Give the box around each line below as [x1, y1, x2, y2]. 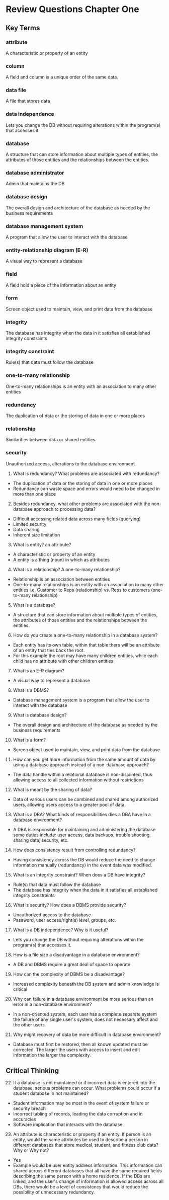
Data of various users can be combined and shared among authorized [13, 796, 158, 802]
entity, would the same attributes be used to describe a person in [13, 1137, 148, 1143]
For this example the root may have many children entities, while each [13, 653, 158, 659]
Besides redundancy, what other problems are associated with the [13, 501, 150, 507]
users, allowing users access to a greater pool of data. [13, 802, 126, 808]
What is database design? [13, 712, 67, 718]
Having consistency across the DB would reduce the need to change [13, 856, 155, 862]
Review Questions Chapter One [6, 4, 140, 15]
